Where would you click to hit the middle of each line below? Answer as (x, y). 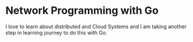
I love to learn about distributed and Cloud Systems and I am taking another (96, 26)
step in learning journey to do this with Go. (56, 32)
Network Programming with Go (82, 11)
